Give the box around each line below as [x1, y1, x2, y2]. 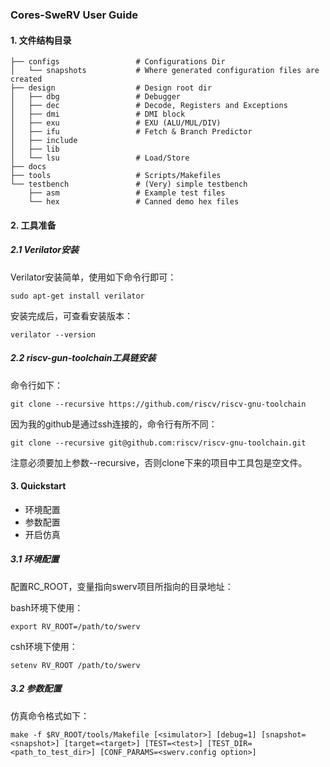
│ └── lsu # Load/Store [10, 153, 190, 163]
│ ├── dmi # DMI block [10, 109, 186, 120]
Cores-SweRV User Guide [10, 8, 138, 22]
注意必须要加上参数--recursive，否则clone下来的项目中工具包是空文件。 [10, 456, 308, 468]
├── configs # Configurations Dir [10, 57, 226, 67]
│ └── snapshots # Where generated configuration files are [10, 66, 320, 76]
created [10, 74, 43, 85]
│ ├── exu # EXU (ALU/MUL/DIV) [10, 118, 222, 128]
